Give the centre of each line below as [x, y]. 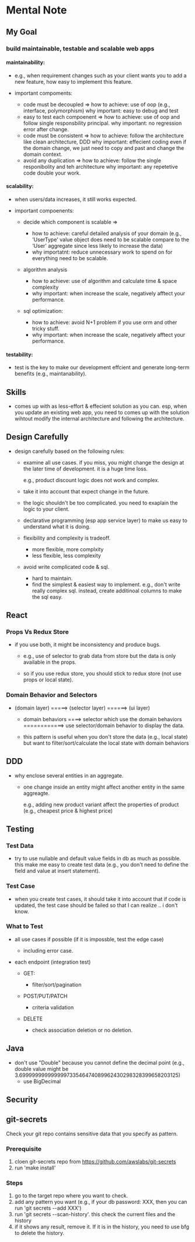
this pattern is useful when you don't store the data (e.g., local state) [105, 736]
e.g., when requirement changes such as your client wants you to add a [100, 75]
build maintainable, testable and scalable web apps [80, 49]
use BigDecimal [42, 1081]
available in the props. [50, 662]
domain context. [43, 154]
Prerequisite [24, 1149]
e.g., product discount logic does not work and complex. [91, 480]
